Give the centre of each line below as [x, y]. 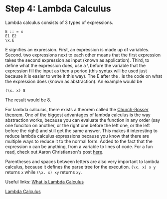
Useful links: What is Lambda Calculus [44, 182]
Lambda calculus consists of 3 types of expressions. [59, 22]
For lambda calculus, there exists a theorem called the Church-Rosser [77, 109]
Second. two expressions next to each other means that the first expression [83, 55]
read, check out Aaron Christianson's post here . [54, 152]
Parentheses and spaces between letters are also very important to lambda [82, 161]
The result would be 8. [28, 100]
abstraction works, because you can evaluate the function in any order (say [83, 120]
